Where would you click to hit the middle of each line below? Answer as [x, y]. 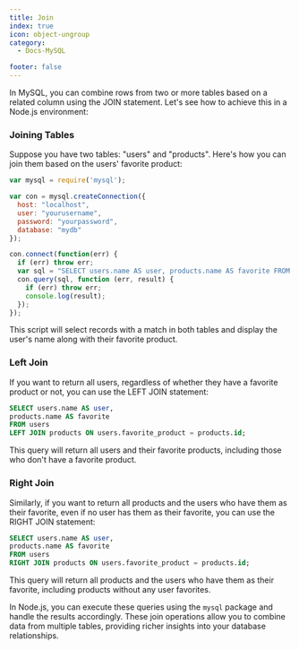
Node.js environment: [49, 112]
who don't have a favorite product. [73, 460]
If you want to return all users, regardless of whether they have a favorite [144, 382]
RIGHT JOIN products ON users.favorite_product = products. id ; [130, 563]
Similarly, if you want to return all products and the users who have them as [149, 502]
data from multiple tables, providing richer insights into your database [138, 626]
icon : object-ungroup [50, 34]
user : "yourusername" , [60, 213]
